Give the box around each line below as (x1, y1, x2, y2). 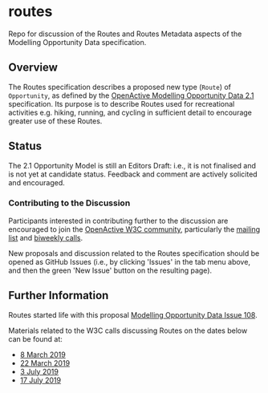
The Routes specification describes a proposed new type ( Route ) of (8, 82, 231, 91)
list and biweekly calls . (8, 233, 83, 242)
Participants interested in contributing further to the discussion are (8, 216, 229, 225)
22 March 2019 (19, 358, 71, 367)
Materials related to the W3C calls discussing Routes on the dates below (8, 326, 248, 335)
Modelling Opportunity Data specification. (8, 37, 147, 47)
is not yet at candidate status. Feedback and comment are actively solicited (8, 169, 258, 179)
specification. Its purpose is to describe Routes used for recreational (8, 99, 235, 108)
